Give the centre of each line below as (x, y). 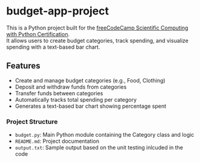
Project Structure (32, 122)
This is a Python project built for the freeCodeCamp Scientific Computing (97, 28)
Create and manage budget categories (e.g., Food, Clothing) (90, 80)
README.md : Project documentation (57, 141)
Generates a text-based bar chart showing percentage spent (91, 106)
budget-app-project (58, 11)
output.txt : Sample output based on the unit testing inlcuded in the (99, 148)
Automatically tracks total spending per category (76, 99)
